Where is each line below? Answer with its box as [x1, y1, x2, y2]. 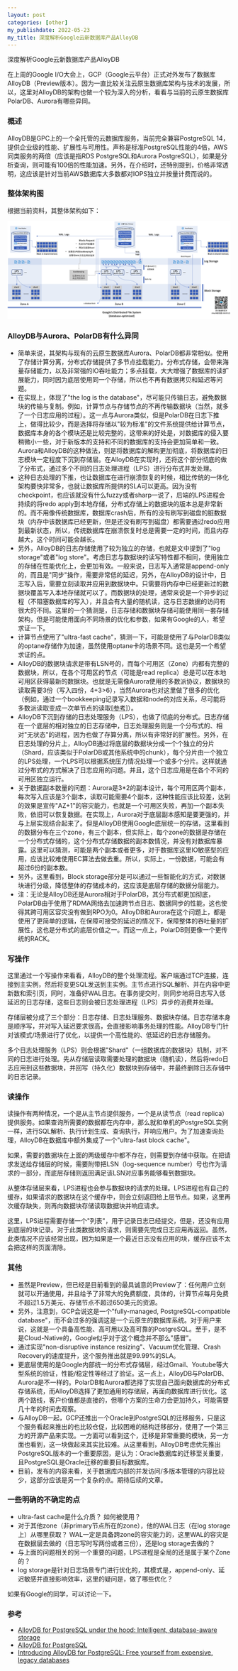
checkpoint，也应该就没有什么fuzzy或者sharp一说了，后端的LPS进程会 [17, 491, 225, 499]
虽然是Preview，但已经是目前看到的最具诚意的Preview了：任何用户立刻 [17, 1280, 226, 1288]
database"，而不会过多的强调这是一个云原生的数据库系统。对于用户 [17, 1315, 216, 1324]
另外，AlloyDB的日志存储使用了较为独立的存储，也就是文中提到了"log [17, 544, 221, 552]
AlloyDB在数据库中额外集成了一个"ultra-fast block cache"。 [19, 1136, 193, 1144]
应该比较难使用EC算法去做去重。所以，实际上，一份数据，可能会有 [30, 854, 225, 862]
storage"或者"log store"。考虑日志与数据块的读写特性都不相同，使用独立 [17, 552, 229, 561]
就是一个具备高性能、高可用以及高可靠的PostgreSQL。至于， [36, 1325, 215, 1333]
